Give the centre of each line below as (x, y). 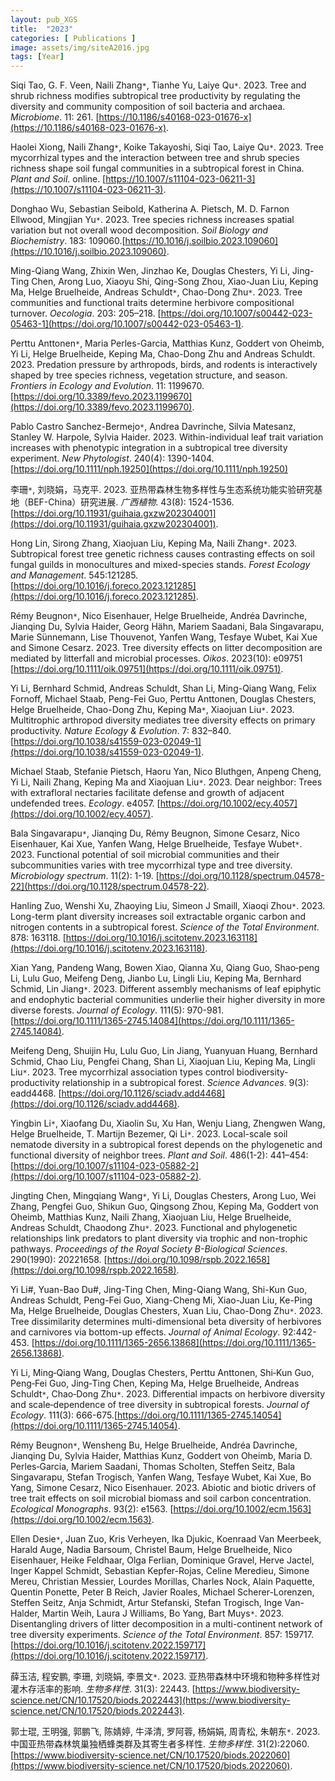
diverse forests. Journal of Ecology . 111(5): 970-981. (117, 1010)
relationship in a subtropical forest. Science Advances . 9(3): (185, 1083)
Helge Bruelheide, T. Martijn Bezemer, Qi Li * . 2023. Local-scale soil (149, 1134)
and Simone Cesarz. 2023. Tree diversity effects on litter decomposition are (166, 648)
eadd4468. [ (36, 1093)
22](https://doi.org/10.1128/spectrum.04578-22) (108, 887)
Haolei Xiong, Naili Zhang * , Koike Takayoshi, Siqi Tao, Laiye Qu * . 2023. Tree (167, 147)
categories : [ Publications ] (73, 38)
